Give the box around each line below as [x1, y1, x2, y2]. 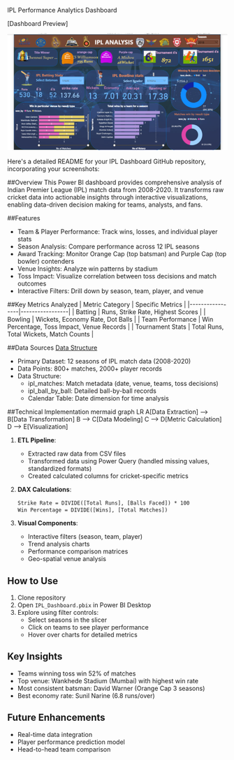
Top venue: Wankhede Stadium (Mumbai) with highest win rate [17, 676, 199, 685]
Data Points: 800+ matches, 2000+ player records [17, 364, 163, 373]
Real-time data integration [17, 730, 93, 738]
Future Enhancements [7, 712, 106, 724]
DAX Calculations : [17, 485, 72, 494]
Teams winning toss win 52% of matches [17, 669, 136, 678]
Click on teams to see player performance [27, 623, 149, 632]
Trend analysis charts [27, 540, 90, 549]
